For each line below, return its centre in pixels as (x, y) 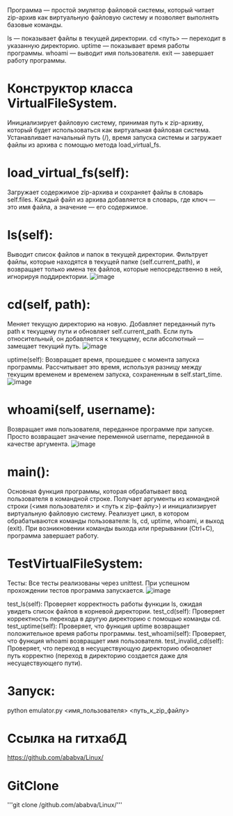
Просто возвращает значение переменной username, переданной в (109, 436)
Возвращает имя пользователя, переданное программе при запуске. (111, 429)
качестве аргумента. (38, 444)
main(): (29, 472)
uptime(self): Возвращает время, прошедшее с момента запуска (103, 359)
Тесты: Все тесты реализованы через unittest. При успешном (98, 583)
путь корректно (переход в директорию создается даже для (97, 655)
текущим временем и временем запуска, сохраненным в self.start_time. (115, 374)
